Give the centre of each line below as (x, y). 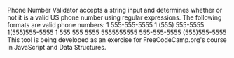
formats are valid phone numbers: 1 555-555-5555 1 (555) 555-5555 (106, 25)
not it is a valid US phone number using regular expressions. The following (115, 17)
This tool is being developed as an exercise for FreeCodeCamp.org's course (117, 40)
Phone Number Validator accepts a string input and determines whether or (115, 10)
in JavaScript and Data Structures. (57, 47)
